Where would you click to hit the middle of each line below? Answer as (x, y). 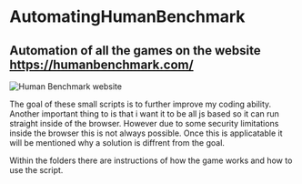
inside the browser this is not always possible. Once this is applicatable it (146, 133)
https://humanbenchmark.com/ (101, 64)
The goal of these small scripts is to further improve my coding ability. (141, 104)
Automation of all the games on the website (135, 51)
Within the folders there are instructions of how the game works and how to (151, 160)
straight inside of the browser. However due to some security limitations (144, 123)
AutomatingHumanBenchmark (127, 17)
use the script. (36, 170)
